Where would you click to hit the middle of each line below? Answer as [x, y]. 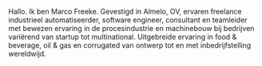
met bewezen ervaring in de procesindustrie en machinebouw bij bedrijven [131, 28]
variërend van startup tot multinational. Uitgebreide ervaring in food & [123, 37]
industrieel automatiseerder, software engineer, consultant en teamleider [128, 20]
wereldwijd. [27, 54]
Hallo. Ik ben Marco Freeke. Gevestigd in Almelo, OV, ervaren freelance [125, 12]
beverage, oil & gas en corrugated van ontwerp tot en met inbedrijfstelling [130, 45]
